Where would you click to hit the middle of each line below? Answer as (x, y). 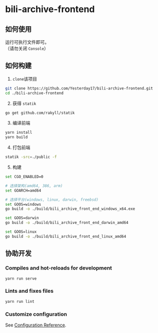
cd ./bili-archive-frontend (34, 93)
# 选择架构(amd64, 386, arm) (34, 186)
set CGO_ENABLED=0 (24, 177)
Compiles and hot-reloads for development (59, 268)
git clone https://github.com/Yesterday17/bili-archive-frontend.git (79, 88)
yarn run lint (20, 301)
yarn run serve (21, 278)
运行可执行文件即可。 (27, 42)
